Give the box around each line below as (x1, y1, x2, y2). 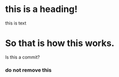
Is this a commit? (5, 54, 40, 60)
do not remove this (5, 66, 51, 73)
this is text (5, 20, 26, 26)
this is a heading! (5, 3, 77, 15)
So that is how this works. (5, 37, 114, 49)
